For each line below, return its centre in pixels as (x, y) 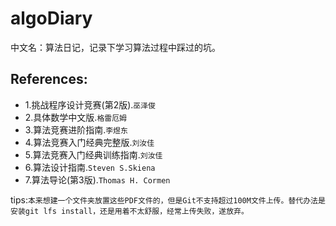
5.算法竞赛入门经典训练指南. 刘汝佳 (93, 154)
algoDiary (51, 18)
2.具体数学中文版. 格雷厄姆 (75, 117)
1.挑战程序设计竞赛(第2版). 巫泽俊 (90, 104)
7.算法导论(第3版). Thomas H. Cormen (97, 179)
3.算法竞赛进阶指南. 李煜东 (76, 129)
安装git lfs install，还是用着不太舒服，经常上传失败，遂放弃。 (129, 211)
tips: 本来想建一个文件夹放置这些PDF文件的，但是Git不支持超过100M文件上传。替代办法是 (168, 199)
